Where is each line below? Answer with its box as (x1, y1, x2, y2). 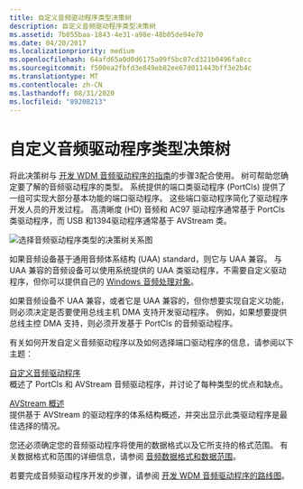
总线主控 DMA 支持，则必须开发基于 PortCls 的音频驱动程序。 (9, 318, 238, 329)
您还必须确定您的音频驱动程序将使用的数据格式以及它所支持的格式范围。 (9, 439, 278, 451)
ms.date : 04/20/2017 (9, 38, 87, 48)
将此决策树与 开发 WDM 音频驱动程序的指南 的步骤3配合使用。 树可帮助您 (9, 171, 281, 181)
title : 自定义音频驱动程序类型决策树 (9, 13, 133, 23)
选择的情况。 (16, 420, 65, 431)
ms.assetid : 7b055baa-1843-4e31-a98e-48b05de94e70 (9, 30, 204, 39)
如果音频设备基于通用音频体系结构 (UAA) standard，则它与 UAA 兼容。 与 (9, 254, 282, 264)
